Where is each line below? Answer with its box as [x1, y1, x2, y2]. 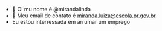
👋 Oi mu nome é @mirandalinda [11, 6, 91, 13]
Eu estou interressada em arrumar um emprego [11, 18, 131, 25]
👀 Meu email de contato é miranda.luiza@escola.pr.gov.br [11, 12, 156, 19]
